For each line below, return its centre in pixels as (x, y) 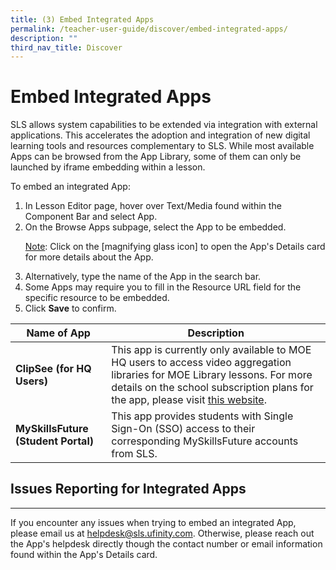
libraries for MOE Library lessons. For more (212, 374)
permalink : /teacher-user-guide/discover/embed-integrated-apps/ (149, 29)
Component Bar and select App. (91, 217)
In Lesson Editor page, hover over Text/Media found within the (153, 206)
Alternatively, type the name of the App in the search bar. (143, 277)
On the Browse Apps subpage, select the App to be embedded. (155, 227)
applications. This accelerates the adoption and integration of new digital (160, 135)
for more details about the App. (89, 257)
